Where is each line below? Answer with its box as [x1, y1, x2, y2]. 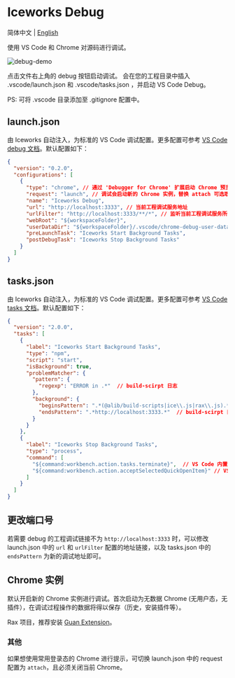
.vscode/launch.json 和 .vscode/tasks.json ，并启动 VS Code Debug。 [7, 80, 210, 88]
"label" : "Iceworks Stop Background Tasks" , [25, 441, 158, 448]
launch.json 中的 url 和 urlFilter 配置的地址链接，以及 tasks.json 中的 [7, 543, 211, 551]
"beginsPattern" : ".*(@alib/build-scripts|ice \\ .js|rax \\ [38, 402, 211, 409]
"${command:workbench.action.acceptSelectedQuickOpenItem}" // [32, 467, 220, 474]
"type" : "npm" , [25, 350, 71, 357]
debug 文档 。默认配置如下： [7, 144, 90, 153]
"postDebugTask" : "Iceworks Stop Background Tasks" [25, 236, 180, 244]
